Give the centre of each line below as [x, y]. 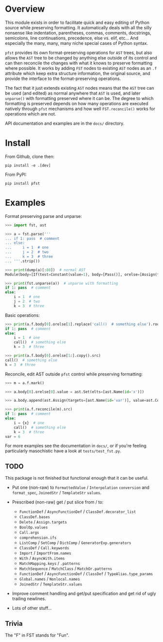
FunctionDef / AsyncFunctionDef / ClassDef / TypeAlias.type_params [86, 574]
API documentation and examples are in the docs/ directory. [65, 123]
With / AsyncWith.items [42, 558]
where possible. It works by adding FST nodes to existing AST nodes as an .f [81, 68]
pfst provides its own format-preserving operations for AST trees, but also [79, 53]
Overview [25, 9]
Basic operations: [23, 315]
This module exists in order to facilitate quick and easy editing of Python [77, 22]
